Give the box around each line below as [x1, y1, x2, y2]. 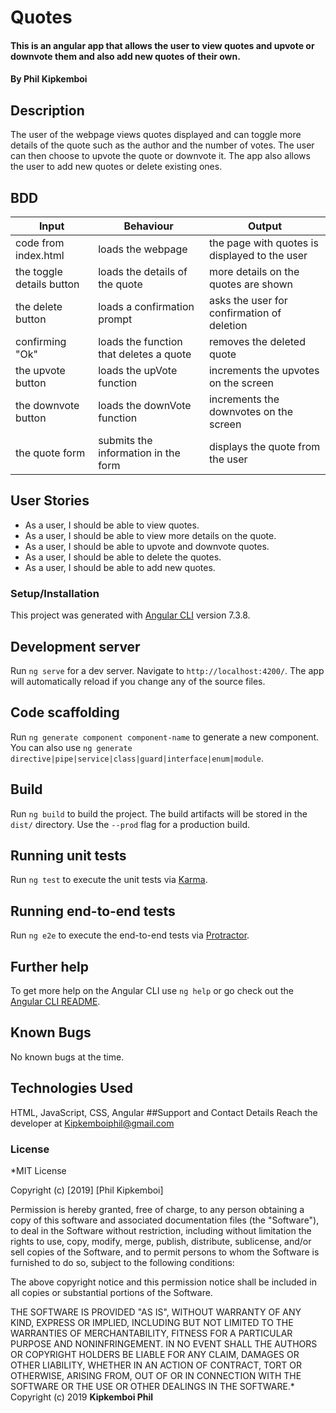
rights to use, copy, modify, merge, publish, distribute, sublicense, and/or [10, 1235, 312, 1247]
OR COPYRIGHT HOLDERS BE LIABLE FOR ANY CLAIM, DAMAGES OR [10, 1348, 300, 1360]
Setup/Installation [10, 586, 100, 600]
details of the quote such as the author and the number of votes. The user [10, 139, 315, 151]
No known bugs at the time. [10, 1051, 125, 1063]
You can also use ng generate [10, 741, 133, 753]
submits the [98, 434, 153, 447]
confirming [15, 335, 67, 348]
